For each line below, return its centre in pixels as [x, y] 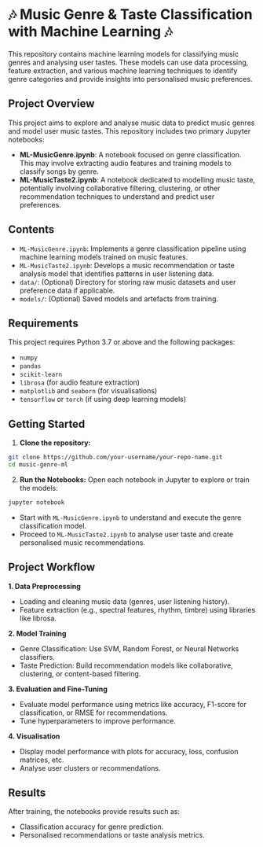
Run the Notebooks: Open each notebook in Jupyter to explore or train [134, 479]
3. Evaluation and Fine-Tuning [58, 689]
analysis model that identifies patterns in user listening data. [117, 274]
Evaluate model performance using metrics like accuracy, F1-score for [133, 704]
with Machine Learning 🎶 [90, 32]
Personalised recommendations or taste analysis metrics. [112, 835]
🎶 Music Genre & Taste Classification [130, 15]
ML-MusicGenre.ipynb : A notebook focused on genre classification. [130, 154]
